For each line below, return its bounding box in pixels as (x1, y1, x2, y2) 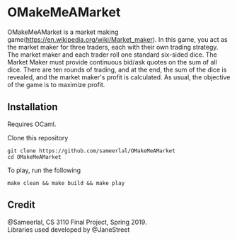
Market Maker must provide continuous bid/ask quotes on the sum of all (7, 57, 217, 66)
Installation (7, 101, 58, 113)
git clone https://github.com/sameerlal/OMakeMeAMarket (7, 147, 175, 155)
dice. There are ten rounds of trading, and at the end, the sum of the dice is (7, 65, 227, 74)
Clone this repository (7, 133, 69, 142)
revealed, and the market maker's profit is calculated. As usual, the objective (7, 72, 231, 82)
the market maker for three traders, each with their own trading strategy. (7, 43, 219, 51)
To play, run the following (7, 166, 81, 174)
